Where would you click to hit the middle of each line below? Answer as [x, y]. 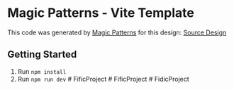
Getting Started [42, 54]
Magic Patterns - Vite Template [101, 13]
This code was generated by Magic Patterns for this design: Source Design [117, 32]
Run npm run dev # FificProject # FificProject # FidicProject [103, 79]
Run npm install [42, 71]
